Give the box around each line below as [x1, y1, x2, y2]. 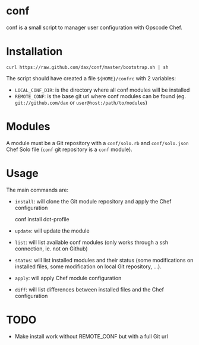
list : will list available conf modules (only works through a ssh [14, 239, 169, 246]
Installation [6, 45, 63, 58]
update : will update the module [14, 227, 90, 234]
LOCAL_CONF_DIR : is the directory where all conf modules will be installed [14, 86, 190, 93]
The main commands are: [6, 186, 69, 193]
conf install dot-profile [14, 215, 70, 222]
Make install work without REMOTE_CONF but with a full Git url [14, 333, 168, 340]
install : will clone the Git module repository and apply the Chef [14, 197, 172, 205]
